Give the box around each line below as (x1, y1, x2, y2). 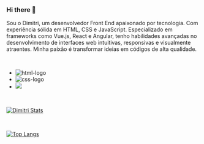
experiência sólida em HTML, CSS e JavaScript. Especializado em (6, 26, 173, 33)
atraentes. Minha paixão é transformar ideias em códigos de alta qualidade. (6, 45, 197, 53)
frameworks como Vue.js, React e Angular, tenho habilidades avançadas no (6, 32, 197, 40)
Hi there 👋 (6, 6, 37, 14)
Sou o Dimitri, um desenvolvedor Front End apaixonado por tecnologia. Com (6, 20, 198, 27)
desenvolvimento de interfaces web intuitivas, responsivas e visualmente (6, 39, 191, 47)
